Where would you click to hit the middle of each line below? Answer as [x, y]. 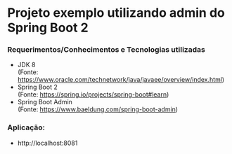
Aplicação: [26, 127]
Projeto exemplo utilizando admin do [116, 13]
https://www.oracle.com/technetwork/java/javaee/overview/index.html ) [121, 80]
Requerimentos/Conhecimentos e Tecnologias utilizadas [106, 50]
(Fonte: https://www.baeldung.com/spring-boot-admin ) [97, 109]
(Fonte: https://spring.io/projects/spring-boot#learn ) [93, 94]
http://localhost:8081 [47, 143]
